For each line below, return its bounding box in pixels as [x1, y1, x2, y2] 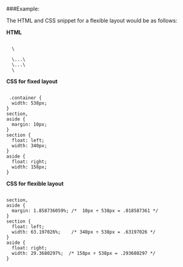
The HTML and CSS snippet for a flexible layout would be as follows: [6, 17, 178, 24]
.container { [8, 95, 42, 101]
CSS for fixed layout [6, 78, 58, 85]
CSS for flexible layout [6, 180, 64, 187]
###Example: [6, 5, 39, 12]
